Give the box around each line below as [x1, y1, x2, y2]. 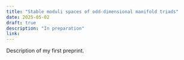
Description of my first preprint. [6, 47, 84, 54]
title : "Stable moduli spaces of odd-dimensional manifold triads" [6, 8, 179, 15]
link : [6, 31, 20, 37]
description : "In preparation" [6, 25, 85, 31]
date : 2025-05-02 [6, 14, 50, 20]
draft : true [6, 20, 36, 26]
